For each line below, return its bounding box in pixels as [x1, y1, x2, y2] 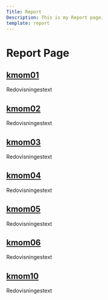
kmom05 [6, 204, 41, 214]
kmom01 [6, 70, 39, 80]
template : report [6, 20, 50, 26]
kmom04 [6, 170, 41, 181]
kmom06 [6, 238, 41, 248]
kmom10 [6, 271, 39, 281]
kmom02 [6, 103, 41, 113]
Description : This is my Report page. [6, 14, 104, 21]
